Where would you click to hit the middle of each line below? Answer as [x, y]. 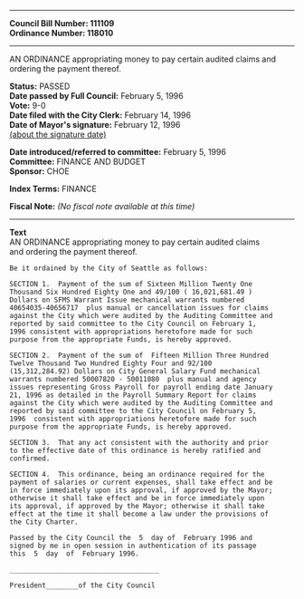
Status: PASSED [40, 86]
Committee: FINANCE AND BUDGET [78, 161]
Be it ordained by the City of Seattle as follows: [109, 268]
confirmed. [30, 459]
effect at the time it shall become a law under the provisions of [139, 514]
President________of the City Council [82, 585]
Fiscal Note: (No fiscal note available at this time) [102, 206]
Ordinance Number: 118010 [62, 33]
